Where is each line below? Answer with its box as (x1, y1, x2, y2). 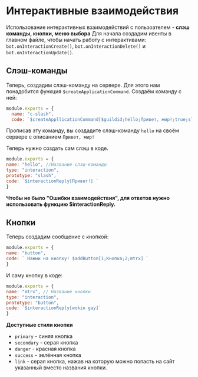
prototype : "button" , (6, 300, 60, 306)
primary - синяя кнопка (14, 333, 73, 340)
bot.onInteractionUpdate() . (6, 48, 74, 55)
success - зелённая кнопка (14, 352, 81, 359)
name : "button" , (6, 250, 46, 256)
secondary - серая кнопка (14, 339, 78, 346)
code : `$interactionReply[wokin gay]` (6, 305, 101, 311)
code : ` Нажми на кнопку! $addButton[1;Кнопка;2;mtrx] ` (6, 255, 149, 262)
